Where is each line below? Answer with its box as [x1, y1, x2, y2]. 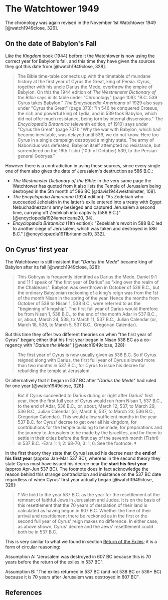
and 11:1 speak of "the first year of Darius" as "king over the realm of [17, 279, 159, 285]
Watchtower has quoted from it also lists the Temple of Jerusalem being [12, 183, 161, 189]
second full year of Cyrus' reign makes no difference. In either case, [17, 518, 158, 524]
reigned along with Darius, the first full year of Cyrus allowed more [17, 357, 155, 363]
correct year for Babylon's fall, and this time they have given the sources [5, 58, 155, 64]
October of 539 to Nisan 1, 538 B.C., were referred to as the [17, 300, 141, 306]
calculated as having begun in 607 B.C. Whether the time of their [17, 507, 151, 513]
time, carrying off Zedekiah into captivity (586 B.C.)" [12, 209, 121, 215]
